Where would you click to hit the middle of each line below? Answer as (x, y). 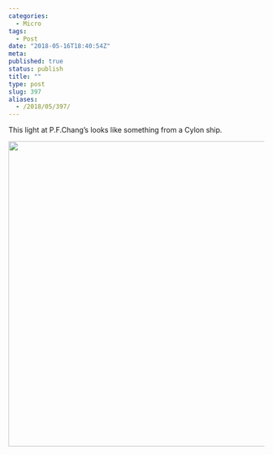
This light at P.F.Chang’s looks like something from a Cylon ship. (115, 130)
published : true (36, 62)
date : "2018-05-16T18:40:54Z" (60, 46)
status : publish (36, 69)
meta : (17, 54)
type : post (27, 84)
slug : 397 (25, 92)
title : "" (25, 77)
